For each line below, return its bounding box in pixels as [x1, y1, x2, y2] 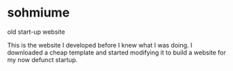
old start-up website [7, 28, 65, 36]
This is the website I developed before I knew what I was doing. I [7, 41, 193, 49]
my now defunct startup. [7, 55, 78, 63]
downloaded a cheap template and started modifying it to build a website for [7, 48, 226, 57]
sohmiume [7, 5, 70, 21]
